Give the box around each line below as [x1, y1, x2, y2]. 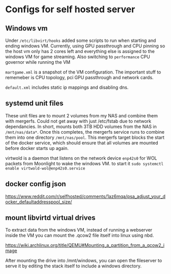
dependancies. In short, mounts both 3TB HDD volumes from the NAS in [5, 123, 157, 130]
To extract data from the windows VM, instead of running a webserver [5, 227, 153, 233]
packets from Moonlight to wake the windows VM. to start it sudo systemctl [5, 160, 164, 166]
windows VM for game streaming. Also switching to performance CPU [5, 54, 150, 60]
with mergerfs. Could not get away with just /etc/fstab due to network [5, 118, 152, 124]
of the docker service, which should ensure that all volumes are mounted [5, 139, 159, 146]
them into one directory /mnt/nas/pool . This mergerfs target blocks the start [5, 134, 164, 140]
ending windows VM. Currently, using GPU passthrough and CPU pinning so [5, 43, 165, 49]
